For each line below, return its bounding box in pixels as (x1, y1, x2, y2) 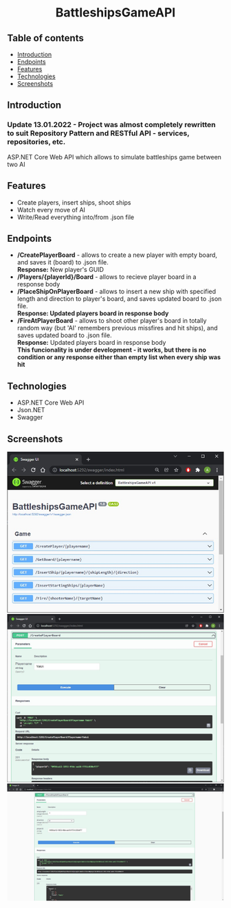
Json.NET (16, 406, 45, 414)
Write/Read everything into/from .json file (16, 213, 135, 221)
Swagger (16, 413, 43, 422)
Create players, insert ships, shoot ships (16, 198, 131, 207)
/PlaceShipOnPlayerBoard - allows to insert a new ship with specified (16, 287, 217, 296)
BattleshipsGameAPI (55, 5, 176, 21)
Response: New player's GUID (16, 266, 104, 274)
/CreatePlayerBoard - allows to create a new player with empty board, (16, 251, 218, 259)
